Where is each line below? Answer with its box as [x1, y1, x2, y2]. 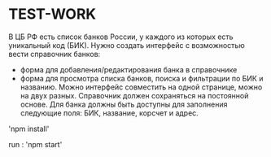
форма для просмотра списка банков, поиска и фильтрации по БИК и [20, 73, 264, 83]
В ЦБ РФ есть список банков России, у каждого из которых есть [8, 32, 234, 41]
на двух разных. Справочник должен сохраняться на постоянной [20, 90, 249, 100]
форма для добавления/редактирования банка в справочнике [20, 64, 238, 74]
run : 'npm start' [8, 139, 63, 149]
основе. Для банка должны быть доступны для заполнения [20, 99, 228, 109]
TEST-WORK [8, 5, 96, 24]
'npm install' [8, 124, 50, 133]
